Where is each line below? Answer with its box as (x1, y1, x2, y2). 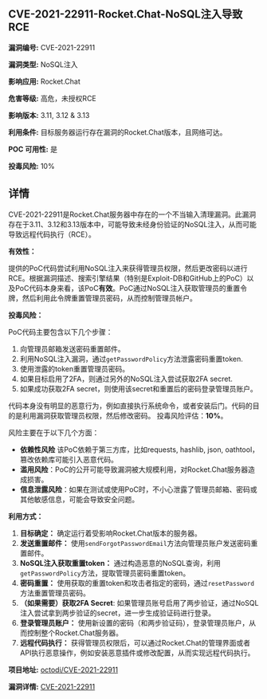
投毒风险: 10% (8, 161, 55, 171)
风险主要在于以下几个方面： (8, 427, 100, 437)
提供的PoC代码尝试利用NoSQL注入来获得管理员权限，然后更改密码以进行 (8, 263, 249, 273)
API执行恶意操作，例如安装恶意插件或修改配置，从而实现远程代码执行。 (19, 648, 255, 658)
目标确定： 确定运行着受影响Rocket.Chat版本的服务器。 (19, 528, 202, 538)
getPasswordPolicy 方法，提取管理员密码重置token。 (19, 568, 190, 578)
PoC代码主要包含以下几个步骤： (8, 327, 113, 336)
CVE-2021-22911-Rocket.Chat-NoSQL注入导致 (8, 7, 243, 22)
